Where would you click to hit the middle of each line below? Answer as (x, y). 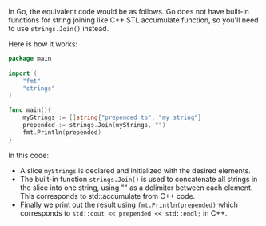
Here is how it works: (43, 44)
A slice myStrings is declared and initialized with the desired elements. (135, 170)
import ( (23, 73)
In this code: (29, 155)
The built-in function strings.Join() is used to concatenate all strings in (139, 179)
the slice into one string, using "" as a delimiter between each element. (136, 188)
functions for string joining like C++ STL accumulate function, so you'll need (133, 20)
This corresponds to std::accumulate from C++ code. (107, 196)
